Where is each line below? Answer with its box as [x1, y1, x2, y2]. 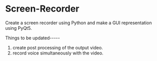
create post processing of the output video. [12, 44, 103, 50]
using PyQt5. [5, 25, 32, 31]
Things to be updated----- [5, 35, 60, 41]
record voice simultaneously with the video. [12, 50, 103, 56]
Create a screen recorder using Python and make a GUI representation [5, 20, 152, 26]
